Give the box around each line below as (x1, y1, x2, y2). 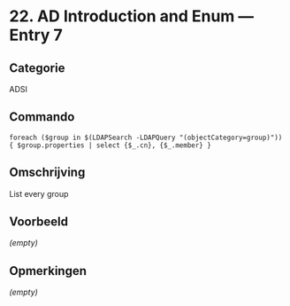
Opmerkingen (9, 263, 87, 279)
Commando (9, 109, 75, 125)
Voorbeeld (9, 215, 69, 230)
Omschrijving (9, 165, 86, 180)
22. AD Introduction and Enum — (9, 6, 255, 27)
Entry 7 (9, 25, 64, 45)
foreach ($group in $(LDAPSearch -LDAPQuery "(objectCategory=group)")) (9, 133, 283, 142)
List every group (9, 188, 69, 199)
